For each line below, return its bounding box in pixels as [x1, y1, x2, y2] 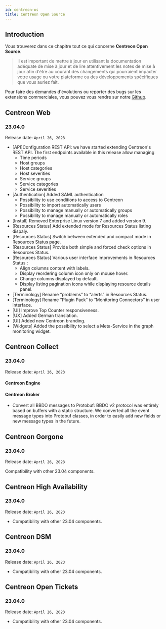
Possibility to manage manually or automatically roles [19, 212, 128, 218]
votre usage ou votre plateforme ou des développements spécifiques [17, 74, 158, 80]
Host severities [19, 170, 50, 176]
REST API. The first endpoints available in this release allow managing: [12, 150, 156, 155]
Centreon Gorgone [5, 432, 64, 441]
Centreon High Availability [5, 482, 88, 491]
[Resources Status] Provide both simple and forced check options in [12, 244, 152, 250]
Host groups [19, 160, 45, 166]
